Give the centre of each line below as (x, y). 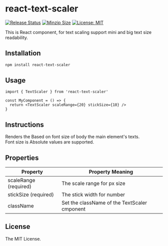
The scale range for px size (94, 183)
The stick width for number (93, 194)
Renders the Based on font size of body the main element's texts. (72, 137)
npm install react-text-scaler (38, 65)
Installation (23, 53)
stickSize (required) (31, 194)
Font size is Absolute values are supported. (49, 142)
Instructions (24, 125)
